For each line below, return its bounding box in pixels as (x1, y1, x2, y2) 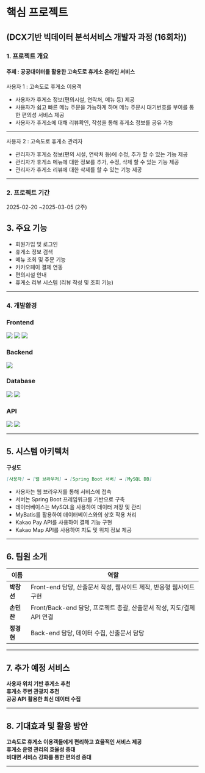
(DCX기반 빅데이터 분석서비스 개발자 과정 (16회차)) (6, 32, 187, 42)
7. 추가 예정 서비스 (6, 662, 70, 673)
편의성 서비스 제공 (21, 111, 65, 118)
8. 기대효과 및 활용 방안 (6, 720, 88, 731)
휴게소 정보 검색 (15, 248, 53, 255)
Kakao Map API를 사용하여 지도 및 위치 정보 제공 (15, 526, 132, 533)
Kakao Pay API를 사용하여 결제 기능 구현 (15, 518, 113, 526)
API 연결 (30, 613, 54, 621)
